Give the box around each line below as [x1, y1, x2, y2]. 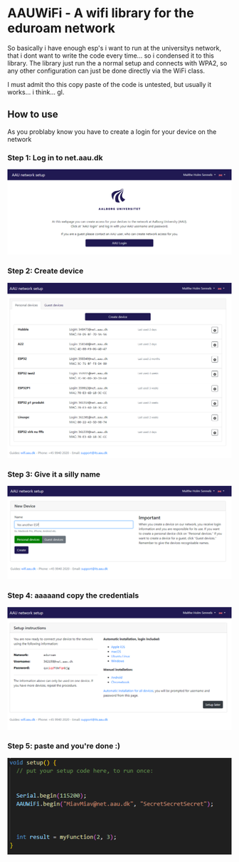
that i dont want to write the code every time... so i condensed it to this [7, 51, 215, 60]
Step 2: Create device [7, 266, 84, 276]
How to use [7, 108, 58, 120]
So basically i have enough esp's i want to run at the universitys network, [7, 43, 222, 52]
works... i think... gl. [7, 88, 65, 96]
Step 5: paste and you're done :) [7, 741, 121, 751]
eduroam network [7, 20, 115, 36]
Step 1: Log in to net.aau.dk [7, 152, 103, 162]
